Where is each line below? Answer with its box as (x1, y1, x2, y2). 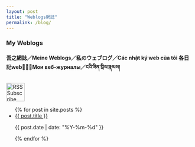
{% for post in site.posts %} (14, 106, 83, 113)
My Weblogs (6, 39, 43, 47)
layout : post (6, 8, 38, 15)
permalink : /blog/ (6, 19, 51, 25)
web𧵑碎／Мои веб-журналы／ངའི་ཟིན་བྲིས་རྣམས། (11, 63, 121, 71)
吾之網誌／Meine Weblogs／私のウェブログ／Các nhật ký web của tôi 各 (6, 54, 184, 61)
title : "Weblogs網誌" (6, 14, 58, 20)
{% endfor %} (14, 135, 49, 142)
